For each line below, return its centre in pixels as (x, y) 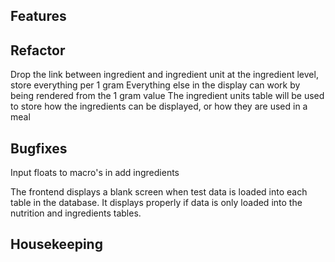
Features (38, 16)
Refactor (38, 50)
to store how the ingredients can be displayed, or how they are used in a (159, 106)
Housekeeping (56, 244)
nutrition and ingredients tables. (76, 213)
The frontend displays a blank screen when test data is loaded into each (159, 192)
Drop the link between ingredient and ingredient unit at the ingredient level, (164, 75)
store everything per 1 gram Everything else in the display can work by (155, 85)
